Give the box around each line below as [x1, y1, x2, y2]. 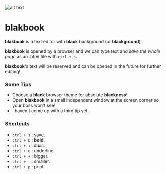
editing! [5, 68, 21, 74]
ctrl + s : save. [12, 132, 45, 138]
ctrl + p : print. [12, 163, 45, 169]
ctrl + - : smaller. [12, 158, 50, 164]
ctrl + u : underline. [12, 147, 55, 154]
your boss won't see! [12, 102, 56, 109]
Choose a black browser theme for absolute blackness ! [12, 92, 128, 98]
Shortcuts [5, 120, 30, 127]
